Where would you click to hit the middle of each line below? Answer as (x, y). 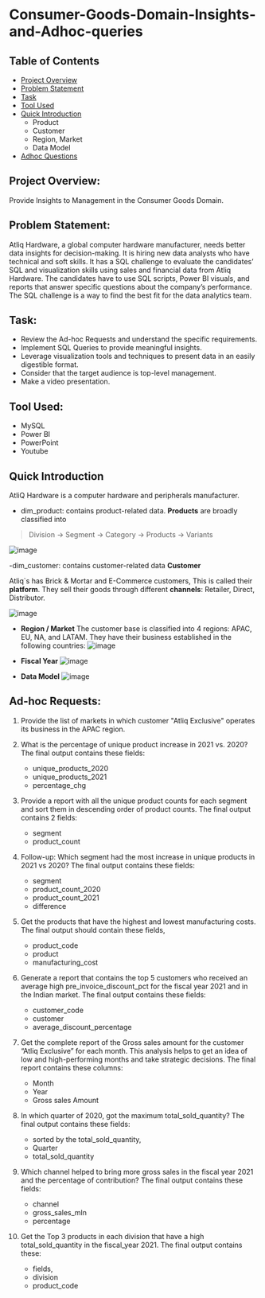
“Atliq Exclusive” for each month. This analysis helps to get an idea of (134, 1050)
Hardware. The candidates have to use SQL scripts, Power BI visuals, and (129, 278)
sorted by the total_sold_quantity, (87, 1139)
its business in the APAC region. (73, 729)
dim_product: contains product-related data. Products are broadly (129, 511)
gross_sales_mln (59, 1212)
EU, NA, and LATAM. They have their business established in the (126, 637)
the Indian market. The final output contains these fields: (113, 994)
